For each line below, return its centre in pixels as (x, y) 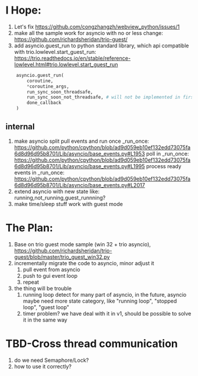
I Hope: (24, 10)
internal (20, 127)
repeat (31, 282)
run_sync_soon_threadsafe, (60, 92)
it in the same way (45, 320)
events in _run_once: (39, 172)
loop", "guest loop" (46, 307)
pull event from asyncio (51, 269)
